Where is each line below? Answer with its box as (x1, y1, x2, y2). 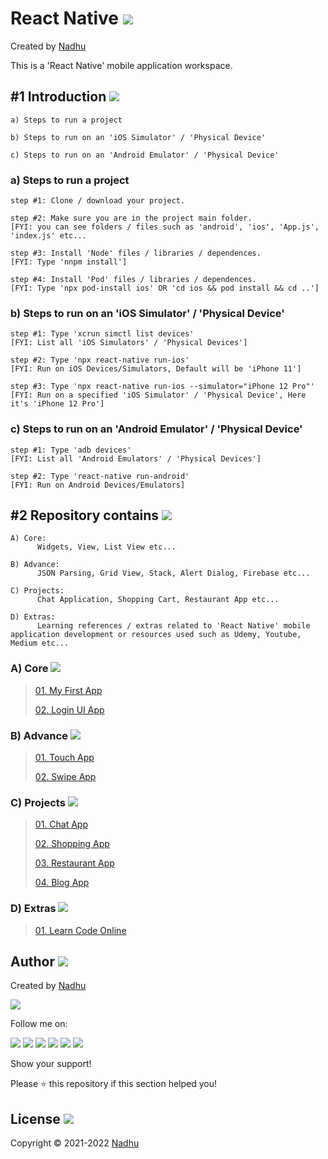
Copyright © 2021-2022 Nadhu (10, 1137, 140, 1149)
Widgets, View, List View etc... (36, 542, 177, 552)
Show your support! (10, 1058, 92, 1070)
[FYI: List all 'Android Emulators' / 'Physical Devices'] (10, 453, 262, 464)
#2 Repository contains (10, 507, 160, 524)
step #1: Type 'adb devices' (10, 445, 132, 455)
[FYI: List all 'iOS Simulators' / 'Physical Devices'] (10, 338, 248, 348)
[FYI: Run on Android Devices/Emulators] (10, 480, 186, 490)
